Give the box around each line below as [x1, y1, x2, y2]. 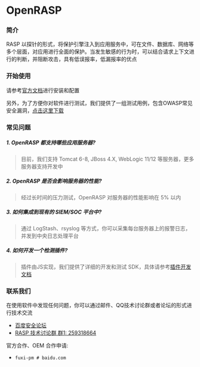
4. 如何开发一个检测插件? [6, 247, 68, 254]
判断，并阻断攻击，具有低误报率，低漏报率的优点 [16, 55, 137, 63]
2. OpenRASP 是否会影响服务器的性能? [6, 177, 102, 185]
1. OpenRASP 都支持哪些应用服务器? [6, 139, 96, 146]
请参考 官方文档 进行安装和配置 [6, 87, 79, 94]
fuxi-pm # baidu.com [14, 354, 66, 361]
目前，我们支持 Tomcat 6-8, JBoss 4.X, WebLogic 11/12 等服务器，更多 [20, 155, 195, 162]
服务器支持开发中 [20, 162, 63, 170]
